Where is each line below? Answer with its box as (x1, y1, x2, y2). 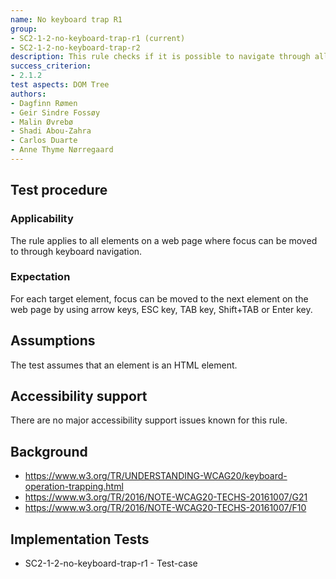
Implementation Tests (10, 531, 150, 548)
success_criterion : (10, 61, 92, 71)
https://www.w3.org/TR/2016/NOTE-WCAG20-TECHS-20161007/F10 (24, 502, 307, 514)
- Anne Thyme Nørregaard (10, 145, 114, 155)
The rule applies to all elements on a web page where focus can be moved (10, 234, 318, 246)
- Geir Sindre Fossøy (10, 107, 101, 118)
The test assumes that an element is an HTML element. (10, 359, 238, 371)
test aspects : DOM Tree (10, 80, 110, 90)
